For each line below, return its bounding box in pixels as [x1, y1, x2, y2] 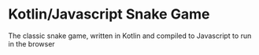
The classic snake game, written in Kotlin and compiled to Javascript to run [8, 31, 252, 40]
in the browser [8, 39, 55, 48]
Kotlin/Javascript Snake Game [8, 5, 210, 23]
